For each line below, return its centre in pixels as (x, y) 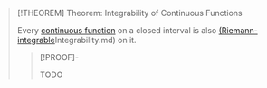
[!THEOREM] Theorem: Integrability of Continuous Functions (129, 13)
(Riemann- (238, 30)
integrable (36, 40)
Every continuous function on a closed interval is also (117, 30)
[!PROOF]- (59, 57)
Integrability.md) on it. (95, 40)
